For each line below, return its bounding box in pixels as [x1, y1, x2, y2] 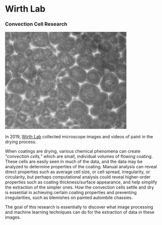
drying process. [5, 139, 37, 145]
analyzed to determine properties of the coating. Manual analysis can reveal [5, 164, 157, 170]
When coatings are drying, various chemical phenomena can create [5, 148, 141, 154]
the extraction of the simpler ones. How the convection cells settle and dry [5, 184, 154, 190]
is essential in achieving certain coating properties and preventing [5, 190, 137, 195]
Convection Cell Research [5, 21, 67, 28]
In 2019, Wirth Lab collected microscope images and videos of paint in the [5, 134, 153, 140]
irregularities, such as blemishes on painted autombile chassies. [5, 195, 133, 201]
